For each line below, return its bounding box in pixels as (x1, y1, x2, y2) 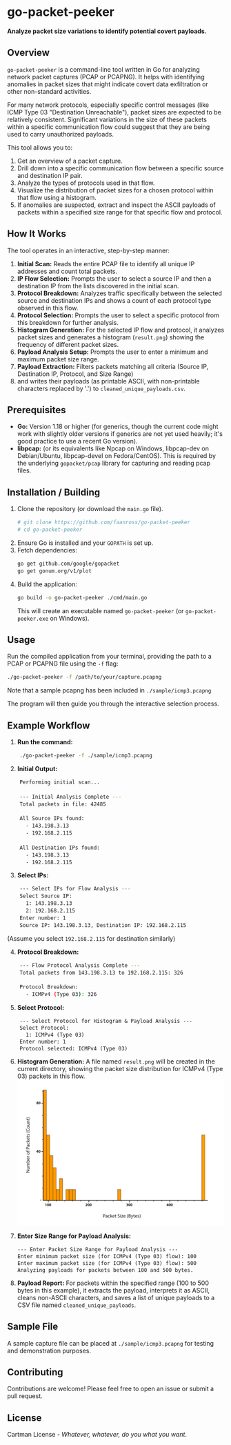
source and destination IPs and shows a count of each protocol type (17, 296, 212, 304)
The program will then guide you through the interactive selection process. (7, 699, 219, 708)
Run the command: (17, 738, 73, 746)
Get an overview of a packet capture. (17, 157, 123, 165)
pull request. (7, 1392, 43, 1400)
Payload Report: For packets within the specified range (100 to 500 (17, 1279, 209, 1287)
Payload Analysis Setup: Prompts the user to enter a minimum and (17, 348, 208, 356)
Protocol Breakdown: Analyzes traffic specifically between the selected (17, 289, 223, 297)
